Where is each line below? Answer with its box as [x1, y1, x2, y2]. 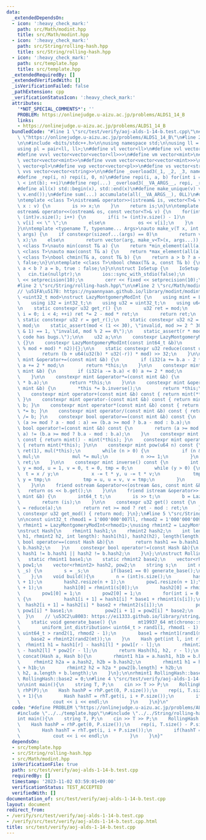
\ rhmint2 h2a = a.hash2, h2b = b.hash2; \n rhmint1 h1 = [17, 659, 196, 665]
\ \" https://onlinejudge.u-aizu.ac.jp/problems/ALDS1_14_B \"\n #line [17, 134, 196, 141]
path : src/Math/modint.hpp [17, 26, 86, 32]
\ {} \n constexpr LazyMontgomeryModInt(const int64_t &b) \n [17, 340, 183, 346]
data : [6, 9, 20, 15]
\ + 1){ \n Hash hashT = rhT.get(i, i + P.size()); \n [17, 693, 174, 699]
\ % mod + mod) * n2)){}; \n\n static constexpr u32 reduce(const [17, 345, 196, 351]
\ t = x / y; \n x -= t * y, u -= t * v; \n [17, 470, 161, 477]
